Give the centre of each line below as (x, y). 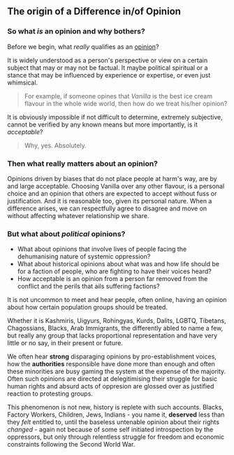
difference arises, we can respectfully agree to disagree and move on (107, 208)
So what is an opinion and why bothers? (76, 31)
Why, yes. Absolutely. (56, 145)
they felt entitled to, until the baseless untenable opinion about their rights (114, 422)
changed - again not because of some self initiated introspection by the (110, 430)
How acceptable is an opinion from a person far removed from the (112, 279)
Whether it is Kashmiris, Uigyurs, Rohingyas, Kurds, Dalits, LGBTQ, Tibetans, (117, 321)
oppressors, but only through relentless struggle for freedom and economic (116, 437)
